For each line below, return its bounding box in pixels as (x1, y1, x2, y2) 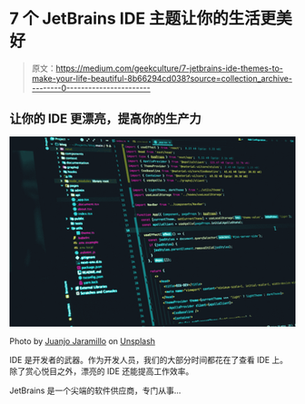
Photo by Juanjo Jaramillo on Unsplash (9, 336, 156, 347)
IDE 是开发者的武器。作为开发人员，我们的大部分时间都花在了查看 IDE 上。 (9, 355, 289, 366)
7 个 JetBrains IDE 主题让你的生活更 (9, 8, 277, 29)
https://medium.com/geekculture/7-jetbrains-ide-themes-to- (55, 63, 284, 74)
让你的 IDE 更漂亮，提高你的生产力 (9, 111, 202, 127)
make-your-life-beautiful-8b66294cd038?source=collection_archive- (31, 73, 293, 84)
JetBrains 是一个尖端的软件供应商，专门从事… (9, 385, 182, 396)
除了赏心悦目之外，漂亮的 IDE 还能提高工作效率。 (9, 366, 194, 377)
